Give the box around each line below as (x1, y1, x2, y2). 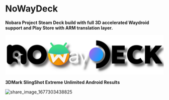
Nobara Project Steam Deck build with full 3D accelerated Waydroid (5, 19, 149, 25)
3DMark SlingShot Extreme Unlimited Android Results (5, 79, 120, 85)
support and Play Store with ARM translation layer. (5, 24, 113, 30)
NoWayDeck (5, 3, 58, 14)
